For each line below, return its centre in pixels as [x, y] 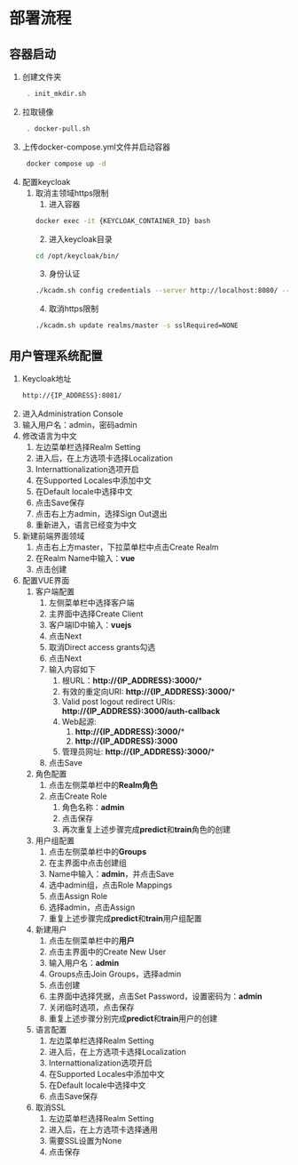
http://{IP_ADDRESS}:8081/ [72, 395]
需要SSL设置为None [85, 1140]
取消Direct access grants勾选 [102, 647]
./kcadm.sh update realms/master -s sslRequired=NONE [137, 325]
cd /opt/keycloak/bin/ [77, 256]
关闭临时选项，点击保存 [91, 1007]
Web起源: [79, 721]
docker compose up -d [66, 164]
